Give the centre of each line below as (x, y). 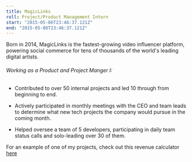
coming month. (33, 118)
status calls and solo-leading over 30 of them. (70, 136)
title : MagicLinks (28, 11)
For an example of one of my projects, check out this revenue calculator (93, 147)
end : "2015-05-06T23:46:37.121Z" (47, 28)
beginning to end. (36, 95)
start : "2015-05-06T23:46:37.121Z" (49, 22)
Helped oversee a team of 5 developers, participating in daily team (95, 130)
